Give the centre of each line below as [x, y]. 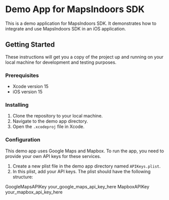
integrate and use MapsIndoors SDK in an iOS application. [66, 28]
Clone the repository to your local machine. [57, 116]
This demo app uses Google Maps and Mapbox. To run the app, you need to [85, 151]
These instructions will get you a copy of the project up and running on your [84, 57]
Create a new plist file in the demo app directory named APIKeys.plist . [87, 166]
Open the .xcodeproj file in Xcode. [48, 127]
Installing [17, 105]
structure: [23, 177]
